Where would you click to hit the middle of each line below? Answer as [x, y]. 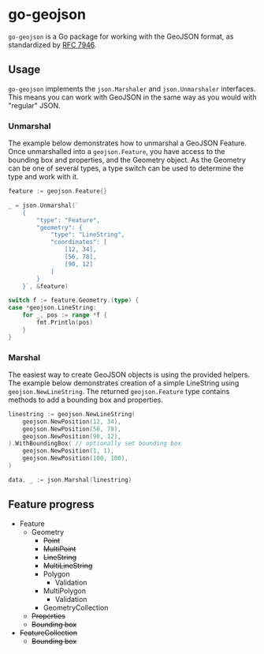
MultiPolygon [65, 591]
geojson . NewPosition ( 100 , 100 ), [75, 459]
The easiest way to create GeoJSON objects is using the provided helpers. [129, 374]
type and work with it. [43, 177]
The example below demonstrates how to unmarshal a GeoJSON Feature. [127, 143]
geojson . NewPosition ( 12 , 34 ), [72, 421]
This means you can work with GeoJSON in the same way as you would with [132, 97]
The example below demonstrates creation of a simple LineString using [124, 383]
